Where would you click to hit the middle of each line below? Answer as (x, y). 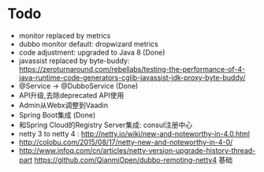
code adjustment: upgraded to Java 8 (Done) (92, 52)
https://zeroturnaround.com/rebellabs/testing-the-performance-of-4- (132, 69)
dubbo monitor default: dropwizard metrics (88, 43)
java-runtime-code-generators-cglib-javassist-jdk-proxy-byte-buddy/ (132, 77)
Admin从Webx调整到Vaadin (63, 105)
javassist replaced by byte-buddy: (74, 61)
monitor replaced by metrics (65, 36)
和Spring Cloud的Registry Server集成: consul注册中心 (106, 125)
